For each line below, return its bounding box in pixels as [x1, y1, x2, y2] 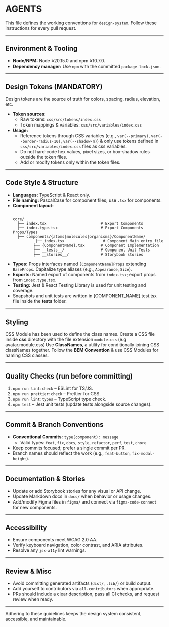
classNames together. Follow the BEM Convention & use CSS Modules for [5, 347, 159, 353]
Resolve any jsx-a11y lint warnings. [12, 547, 87, 553]
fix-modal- [132, 451, 155, 456]
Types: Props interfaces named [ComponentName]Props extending [12, 261, 147, 267]
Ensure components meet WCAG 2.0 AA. [12, 537, 98, 543]
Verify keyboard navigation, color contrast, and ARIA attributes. [12, 542, 144, 548]
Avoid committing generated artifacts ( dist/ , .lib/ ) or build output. [12, 580, 152, 586]
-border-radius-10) [20, 139, 61, 144]
